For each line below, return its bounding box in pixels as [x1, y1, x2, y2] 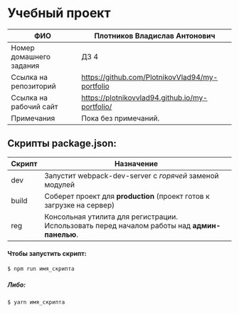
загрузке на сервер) [44, 200, 115, 210]
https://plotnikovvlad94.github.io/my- [81, 93, 208, 103]
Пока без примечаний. [81, 113, 160, 123]
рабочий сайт [11, 101, 58, 111]
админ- [192, 220, 221, 230]
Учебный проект [7, 5, 111, 21]
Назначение [114, 158, 159, 168]
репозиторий [11, 81, 56, 91]
